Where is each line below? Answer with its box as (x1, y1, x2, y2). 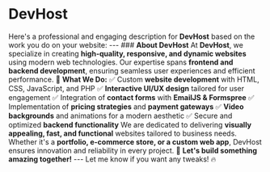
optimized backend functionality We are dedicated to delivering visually (8, 120, 252, 129)
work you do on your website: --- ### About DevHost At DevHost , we (8, 40, 244, 49)
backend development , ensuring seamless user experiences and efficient (8, 65, 256, 75)
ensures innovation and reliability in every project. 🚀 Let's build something (8, 145, 257, 155)
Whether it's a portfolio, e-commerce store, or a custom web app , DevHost (8, 136, 263, 146)
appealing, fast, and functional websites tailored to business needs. (8, 128, 237, 138)
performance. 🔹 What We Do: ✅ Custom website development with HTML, (8, 74, 260, 84)
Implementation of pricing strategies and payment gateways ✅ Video (8, 102, 244, 111)
